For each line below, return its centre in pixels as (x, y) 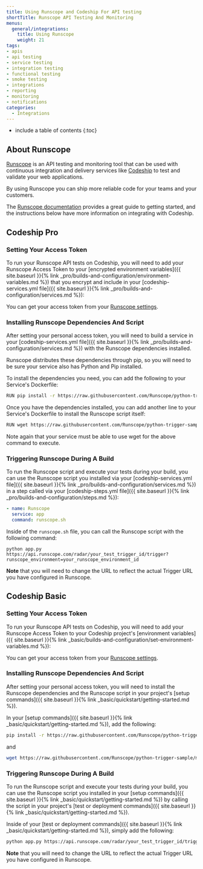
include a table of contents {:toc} (56, 130)
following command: (32, 538)
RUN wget (17, 425)
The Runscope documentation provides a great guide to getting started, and (101, 207)
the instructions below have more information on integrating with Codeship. (100, 213)
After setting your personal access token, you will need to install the (91, 686)
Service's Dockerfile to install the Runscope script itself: (76, 414)
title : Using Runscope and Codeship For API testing (74, 12)
